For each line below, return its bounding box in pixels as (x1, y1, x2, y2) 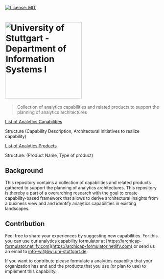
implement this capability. (5, 268, 57, 274)
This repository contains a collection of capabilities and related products (5, 179, 151, 186)
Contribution (5, 220, 45, 228)
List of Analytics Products (5, 142, 57, 149)
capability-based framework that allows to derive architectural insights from (5, 195, 158, 201)
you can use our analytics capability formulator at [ (5, 238, 108, 244)
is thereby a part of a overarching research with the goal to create (5, 190, 138, 196)
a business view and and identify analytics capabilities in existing (5, 200, 137, 206)
